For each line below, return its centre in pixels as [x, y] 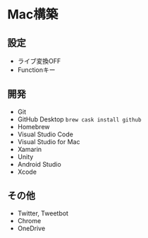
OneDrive [31, 228]
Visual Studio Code [45, 134]
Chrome [29, 220]
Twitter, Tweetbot [43, 213]
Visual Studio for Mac [49, 141]
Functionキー [36, 70]
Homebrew [33, 126]
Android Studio [39, 164]
